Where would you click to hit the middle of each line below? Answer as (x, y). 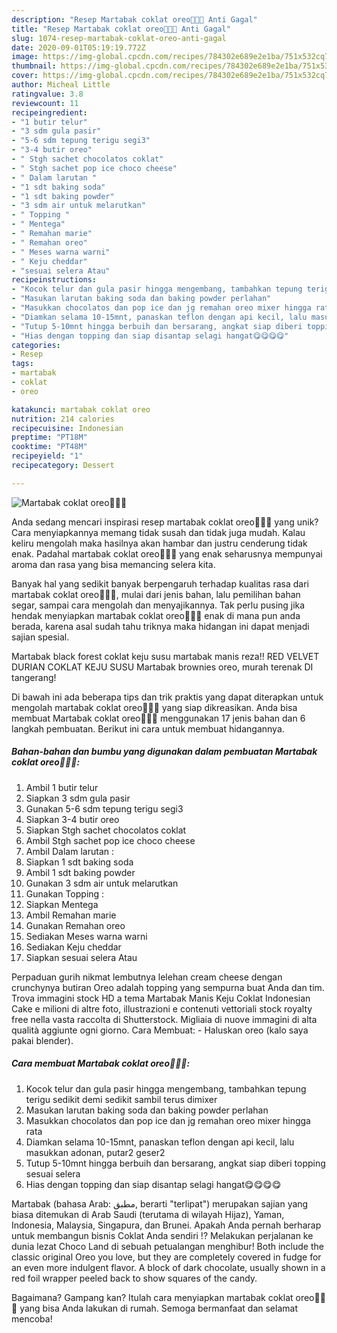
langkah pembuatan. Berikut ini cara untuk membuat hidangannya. (148, 728)
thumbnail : (34, 66)
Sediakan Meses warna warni (86, 936)
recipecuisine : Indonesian (67, 428)
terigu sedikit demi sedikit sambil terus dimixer (121, 1099)
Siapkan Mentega (62, 904)
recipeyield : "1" (47, 456)
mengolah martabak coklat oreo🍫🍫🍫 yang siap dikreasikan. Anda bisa (154, 707)
